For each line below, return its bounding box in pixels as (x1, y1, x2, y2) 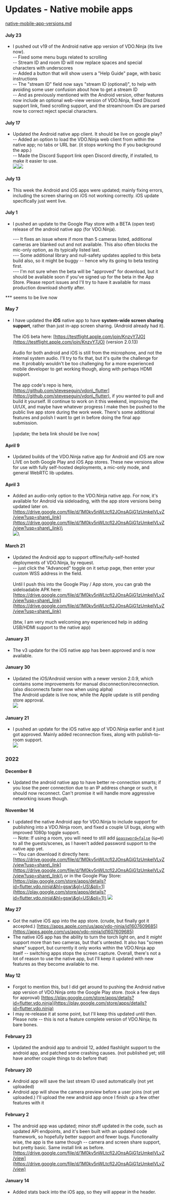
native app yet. (12, 845, 44, 851)
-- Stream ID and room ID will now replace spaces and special (12, 59, 143, 66)
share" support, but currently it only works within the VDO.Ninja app (12, 944, 155, 951)
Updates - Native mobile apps (5, 4, 133, 15)
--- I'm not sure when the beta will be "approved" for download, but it (12, 268, 158, 274)
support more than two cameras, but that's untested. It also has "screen (12, 939, 163, 945)
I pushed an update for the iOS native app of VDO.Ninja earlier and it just (12, 726, 164, 732)
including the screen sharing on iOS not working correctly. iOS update (12, 192, 159, 199)
